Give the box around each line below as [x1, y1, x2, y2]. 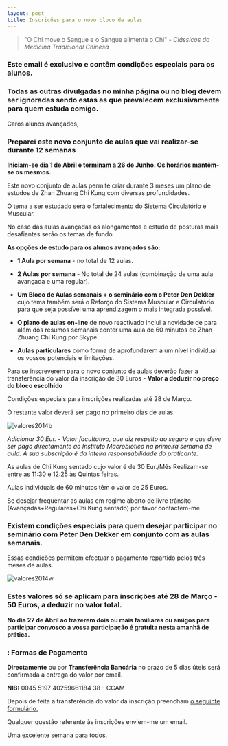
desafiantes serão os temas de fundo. [7, 230, 115, 238]
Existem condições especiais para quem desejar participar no [7, 521, 218, 530]
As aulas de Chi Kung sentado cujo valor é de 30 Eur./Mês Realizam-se [7, 463, 209, 471]
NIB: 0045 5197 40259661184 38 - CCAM [7, 683, 125, 692]
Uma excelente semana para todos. [7, 731, 108, 739]
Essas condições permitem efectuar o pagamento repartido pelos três [7, 554, 205, 562]
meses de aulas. [7, 561, 54, 569]
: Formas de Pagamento [7, 647, 88, 657]
